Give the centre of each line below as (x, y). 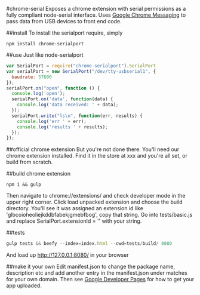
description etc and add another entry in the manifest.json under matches (97, 273)
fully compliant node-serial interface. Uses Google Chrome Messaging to (96, 15)
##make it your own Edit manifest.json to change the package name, (90, 267)
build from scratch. (30, 162)
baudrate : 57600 (32, 77)
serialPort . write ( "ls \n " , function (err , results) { (77, 116)
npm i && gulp (24, 185)
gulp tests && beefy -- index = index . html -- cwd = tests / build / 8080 (89, 244)
